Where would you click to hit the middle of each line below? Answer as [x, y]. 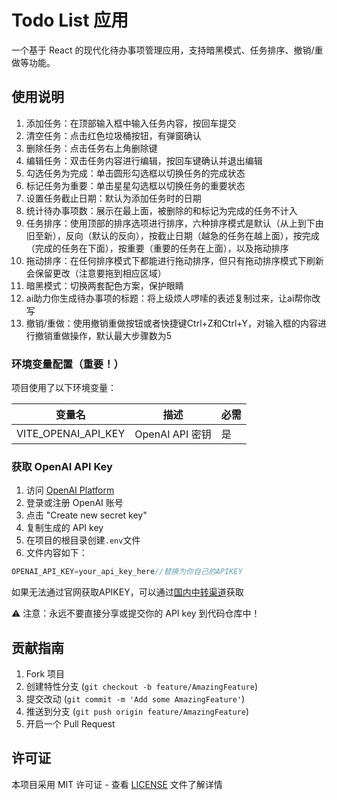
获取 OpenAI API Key [62, 466]
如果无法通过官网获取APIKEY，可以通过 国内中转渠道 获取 [127, 592]
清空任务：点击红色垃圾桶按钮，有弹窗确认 [113, 135]
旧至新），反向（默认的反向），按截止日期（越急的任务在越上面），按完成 [172, 235]
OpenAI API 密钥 [173, 434]
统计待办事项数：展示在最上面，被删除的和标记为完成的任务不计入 [161, 210]
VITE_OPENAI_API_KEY [71, 434]
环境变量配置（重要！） [67, 364]
